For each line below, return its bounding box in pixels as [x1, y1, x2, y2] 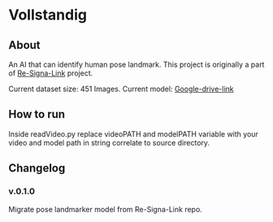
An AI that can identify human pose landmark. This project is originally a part [8, 59, 265, 69]
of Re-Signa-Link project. [8, 68, 93, 78]
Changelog [8, 161, 66, 176]
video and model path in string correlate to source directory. [8, 137, 210, 147]
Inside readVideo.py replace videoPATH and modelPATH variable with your [8, 128, 258, 139]
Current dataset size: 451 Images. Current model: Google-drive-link [8, 84, 234, 94]
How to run [8, 107, 66, 121]
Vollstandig [8, 6, 88, 24]
